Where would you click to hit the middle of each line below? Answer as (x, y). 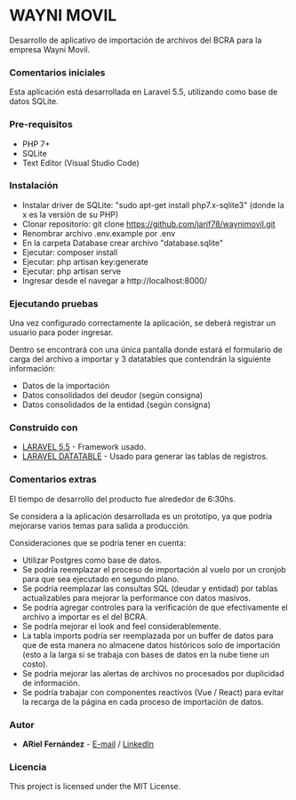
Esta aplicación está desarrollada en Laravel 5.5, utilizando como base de (144, 92)
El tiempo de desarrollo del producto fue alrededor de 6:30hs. (122, 499)
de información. (51, 683)
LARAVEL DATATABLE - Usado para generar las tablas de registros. (145, 456)
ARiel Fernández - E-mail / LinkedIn (88, 744)
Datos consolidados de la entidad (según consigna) (116, 404)
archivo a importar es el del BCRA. (85, 616)
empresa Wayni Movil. (50, 49)
